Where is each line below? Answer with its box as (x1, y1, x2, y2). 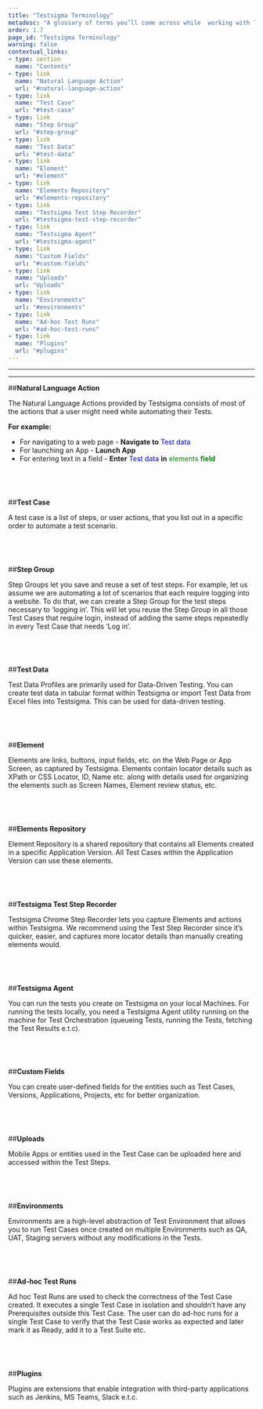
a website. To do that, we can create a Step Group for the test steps (8, 596, 227, 606)
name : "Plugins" (15, 340, 68, 348)
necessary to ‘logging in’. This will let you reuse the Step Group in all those (8, 605, 248, 614)
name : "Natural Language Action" (15, 77, 124, 85)
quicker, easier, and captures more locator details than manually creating (8, 931, 243, 941)
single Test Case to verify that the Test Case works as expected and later (8, 1316, 244, 1326)
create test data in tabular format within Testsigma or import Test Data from (8, 688, 252, 698)
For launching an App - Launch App (19, 445, 136, 455)
